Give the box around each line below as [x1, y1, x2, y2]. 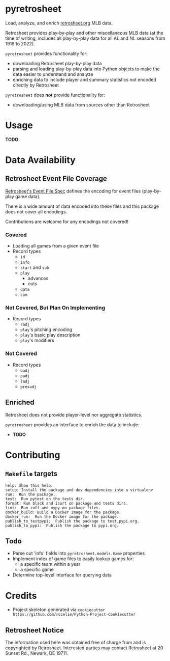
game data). [15, 193, 41, 199]
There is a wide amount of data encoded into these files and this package [5, 203, 159, 209]
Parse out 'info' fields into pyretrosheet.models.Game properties [12, 550, 145, 557]
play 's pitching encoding [20, 326, 73, 333]
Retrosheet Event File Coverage [5, 174, 108, 183]
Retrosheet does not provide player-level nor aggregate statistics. [5, 411, 143, 418]
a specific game [20, 566, 54, 573]
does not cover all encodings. [5, 208, 67, 214]
